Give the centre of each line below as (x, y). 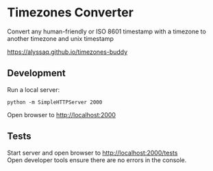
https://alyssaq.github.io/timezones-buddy (67, 52)
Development (37, 73)
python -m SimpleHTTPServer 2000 (55, 102)
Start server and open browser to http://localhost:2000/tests (92, 153)
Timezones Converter (70, 13)
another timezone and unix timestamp (61, 38)
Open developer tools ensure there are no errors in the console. (97, 160)
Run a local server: (34, 89)
